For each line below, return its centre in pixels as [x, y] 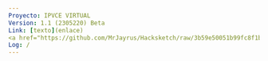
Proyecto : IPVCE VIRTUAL [49, 15]
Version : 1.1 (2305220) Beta [57, 23]
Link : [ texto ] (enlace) [46, 30]
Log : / [19, 45]
